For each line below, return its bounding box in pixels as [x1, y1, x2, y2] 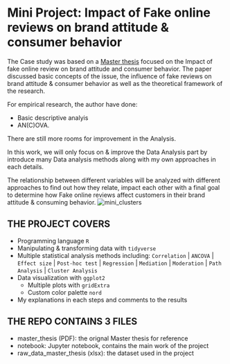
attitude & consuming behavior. [7, 198, 96, 206]
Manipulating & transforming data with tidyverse [17, 244, 157, 252]
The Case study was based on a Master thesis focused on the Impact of [7, 57, 213, 65]
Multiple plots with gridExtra [27, 281, 110, 289]
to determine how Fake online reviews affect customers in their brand [7, 191, 206, 199]
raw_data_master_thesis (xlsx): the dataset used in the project [17, 349, 194, 357]
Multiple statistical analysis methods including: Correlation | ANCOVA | [17, 251, 214, 259]
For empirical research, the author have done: [7, 100, 138, 108]
